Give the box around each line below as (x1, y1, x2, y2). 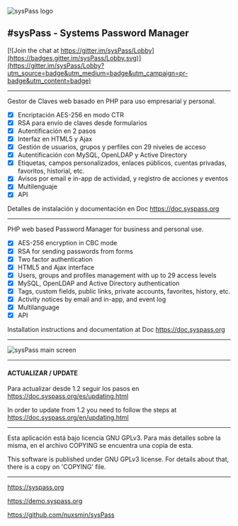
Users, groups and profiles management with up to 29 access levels (17, 271, 217, 279)
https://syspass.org (7, 483, 64, 492)
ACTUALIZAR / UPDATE (7, 368, 78, 377)
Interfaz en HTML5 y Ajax (17, 135, 93, 143)
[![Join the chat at (7, 46, 59, 55)
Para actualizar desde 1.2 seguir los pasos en (7, 385, 140, 393)
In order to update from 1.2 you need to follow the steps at (7, 406, 177, 414)
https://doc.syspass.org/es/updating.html (7, 392, 129, 401)
